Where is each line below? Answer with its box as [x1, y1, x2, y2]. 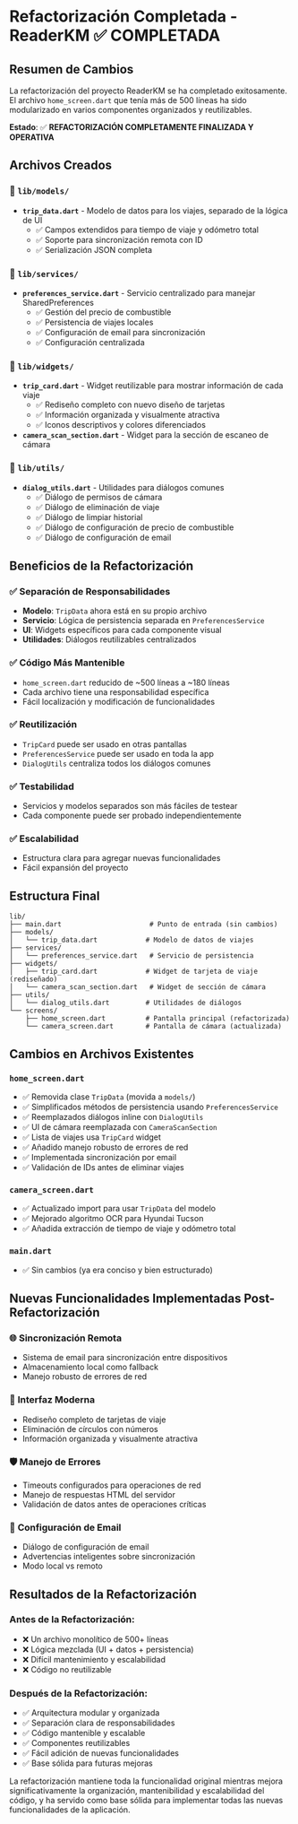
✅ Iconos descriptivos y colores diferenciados [35, 420, 206, 430]
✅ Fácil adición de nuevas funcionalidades [21, 1748, 179, 1759]
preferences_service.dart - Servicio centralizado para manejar [21, 287, 256, 298]
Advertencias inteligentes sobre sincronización [21, 1551, 196, 1562]
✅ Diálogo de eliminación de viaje [35, 501, 160, 512]
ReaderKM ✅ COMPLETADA [9, 25, 221, 46]
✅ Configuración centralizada [35, 336, 145, 347]
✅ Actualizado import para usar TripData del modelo [21, 1203, 217, 1214]
